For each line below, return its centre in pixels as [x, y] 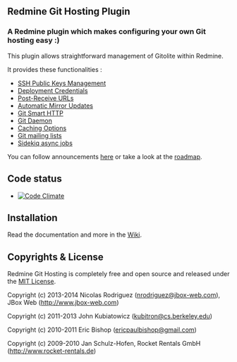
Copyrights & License [55, 257]
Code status [35, 179]
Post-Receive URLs [45, 98]
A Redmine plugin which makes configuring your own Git [107, 32]
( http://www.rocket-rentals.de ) [52, 351]
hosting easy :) [34, 40]
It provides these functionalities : [55, 69]
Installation [32, 218]
